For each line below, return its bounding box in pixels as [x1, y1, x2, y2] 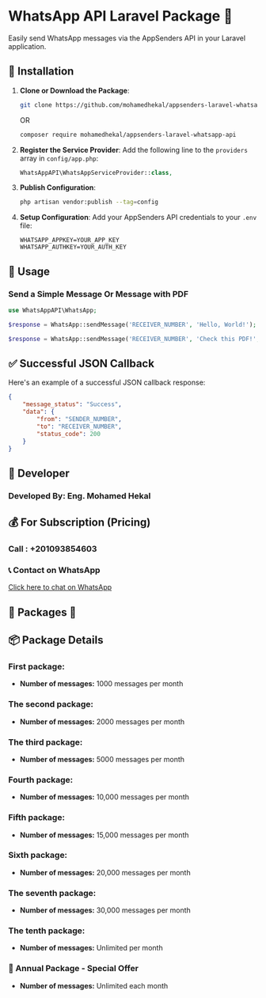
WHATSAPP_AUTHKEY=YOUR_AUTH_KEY [19, 243, 127, 252]
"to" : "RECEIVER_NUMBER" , [36, 423, 123, 431]
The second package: [8, 699, 93, 710]
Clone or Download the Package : [19, 85, 130, 95]
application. [8, 41, 47, 51]
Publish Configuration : [19, 183, 97, 192]
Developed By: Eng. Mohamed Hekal [8, 490, 151, 501]
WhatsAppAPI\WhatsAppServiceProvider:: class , [19, 169, 173, 176]
